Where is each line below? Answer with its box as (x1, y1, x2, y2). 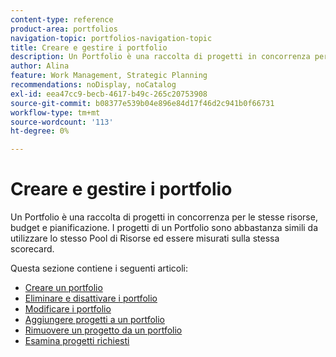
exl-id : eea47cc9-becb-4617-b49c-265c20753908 (10, 89, 208, 99)
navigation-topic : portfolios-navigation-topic (10, 33, 213, 43)
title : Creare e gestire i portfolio (10, 42, 168, 53)
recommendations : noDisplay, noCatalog (10, 80, 177, 90)
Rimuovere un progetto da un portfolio (24, 324, 183, 336)
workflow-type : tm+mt (10, 107, 101, 118)
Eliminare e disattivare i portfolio (24, 292, 158, 305)
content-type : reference (10, 14, 114, 25)
